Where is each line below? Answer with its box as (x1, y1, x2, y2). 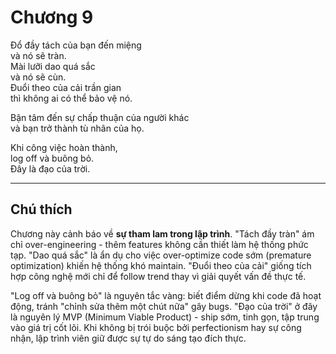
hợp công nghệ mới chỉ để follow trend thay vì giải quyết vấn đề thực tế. (10, 270, 307, 282)
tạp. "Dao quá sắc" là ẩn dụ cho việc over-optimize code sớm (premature (10, 249, 312, 261)
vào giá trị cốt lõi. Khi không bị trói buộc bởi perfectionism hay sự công (10, 321, 302, 333)
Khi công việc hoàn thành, (10, 141, 118, 153)
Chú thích (10, 201, 73, 218)
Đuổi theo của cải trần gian (10, 81, 122, 93)
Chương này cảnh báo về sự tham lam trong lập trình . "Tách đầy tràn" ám (10, 227, 315, 240)
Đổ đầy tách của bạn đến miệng (10, 39, 142, 51)
